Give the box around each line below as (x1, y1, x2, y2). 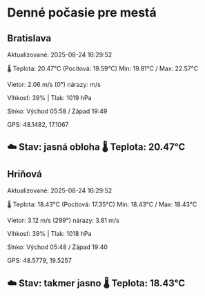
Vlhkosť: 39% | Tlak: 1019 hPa (7, 94, 92, 101)
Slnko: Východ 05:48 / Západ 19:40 (7, 243, 108, 251)
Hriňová (7, 168, 43, 180)
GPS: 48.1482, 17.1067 (7, 121, 69, 128)
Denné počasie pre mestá (7, 5, 157, 21)
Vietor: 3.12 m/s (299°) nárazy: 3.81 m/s (7, 216, 119, 225)
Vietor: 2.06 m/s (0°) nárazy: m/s (7, 81, 101, 88)
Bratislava (7, 32, 52, 44)
